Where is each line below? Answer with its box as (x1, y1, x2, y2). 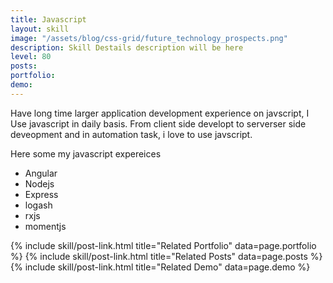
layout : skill (10, 24, 70, 34)
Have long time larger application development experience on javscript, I (10, 107, 310, 119)
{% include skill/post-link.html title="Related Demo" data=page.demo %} (10, 261, 311, 273)
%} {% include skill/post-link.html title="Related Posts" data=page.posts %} (10, 250, 323, 262)
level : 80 (10, 52, 52, 62)
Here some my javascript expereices (10, 147, 162, 160)
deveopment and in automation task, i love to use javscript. (10, 128, 253, 140)
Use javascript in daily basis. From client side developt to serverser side (10, 117, 307, 130)
